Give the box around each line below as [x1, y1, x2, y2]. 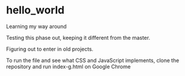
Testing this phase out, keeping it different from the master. [6, 34, 151, 41]
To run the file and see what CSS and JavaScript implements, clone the [6, 57, 179, 64]
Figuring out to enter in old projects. [6, 45, 93, 53]
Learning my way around [6, 23, 67, 30]
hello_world [6, 4, 65, 17]
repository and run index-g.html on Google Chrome [6, 63, 131, 70]
